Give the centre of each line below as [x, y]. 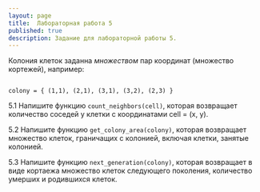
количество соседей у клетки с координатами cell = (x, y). [108, 114]
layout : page [30, 16]
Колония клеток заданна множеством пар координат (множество [121, 61]
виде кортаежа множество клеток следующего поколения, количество [130, 171]
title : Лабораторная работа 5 [60, 23]
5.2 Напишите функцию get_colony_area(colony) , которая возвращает [128, 130]
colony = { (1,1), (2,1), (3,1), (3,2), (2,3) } [91, 91]
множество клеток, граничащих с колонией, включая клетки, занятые [129, 138]
